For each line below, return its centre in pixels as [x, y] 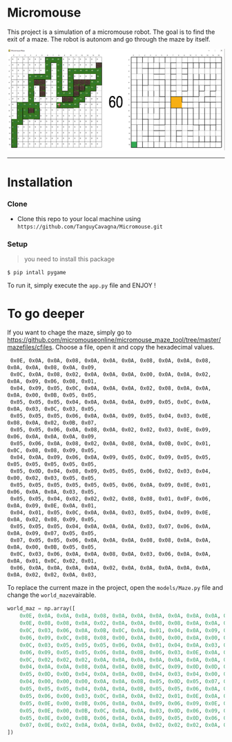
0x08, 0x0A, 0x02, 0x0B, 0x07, [52, 423]
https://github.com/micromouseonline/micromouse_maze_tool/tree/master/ [114, 340]
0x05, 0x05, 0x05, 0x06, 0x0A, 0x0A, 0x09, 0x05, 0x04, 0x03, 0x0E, [111, 416]
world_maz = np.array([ [41, 609]
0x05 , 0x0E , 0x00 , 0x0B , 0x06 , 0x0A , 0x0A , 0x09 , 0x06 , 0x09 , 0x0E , [120, 703]
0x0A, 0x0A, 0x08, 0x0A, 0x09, [52, 368]
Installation [40, 182]
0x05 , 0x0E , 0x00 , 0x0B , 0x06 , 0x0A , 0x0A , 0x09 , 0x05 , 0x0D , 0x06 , [120, 718]
